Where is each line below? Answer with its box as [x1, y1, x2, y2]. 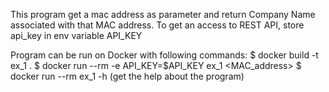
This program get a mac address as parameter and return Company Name [10, 9, 316, 20]
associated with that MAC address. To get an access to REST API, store [10, 19, 305, 31]
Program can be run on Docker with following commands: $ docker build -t [10, 49, 319, 61]
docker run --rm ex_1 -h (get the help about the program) [10, 70, 245, 82]
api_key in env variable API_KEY [10, 30, 143, 41]
